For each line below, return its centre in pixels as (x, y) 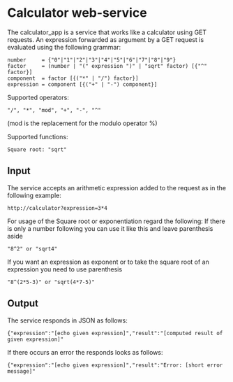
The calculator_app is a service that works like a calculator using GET (107, 32)
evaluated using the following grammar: (64, 47)
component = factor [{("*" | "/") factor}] (73, 78)
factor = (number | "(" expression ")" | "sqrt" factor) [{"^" (107, 66)
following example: (34, 195)
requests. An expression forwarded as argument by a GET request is (106, 39)
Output (23, 303)
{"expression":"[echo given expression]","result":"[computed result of (115, 333)
